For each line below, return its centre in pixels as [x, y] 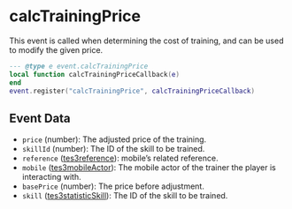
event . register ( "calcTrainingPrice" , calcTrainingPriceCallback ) [132, 91]
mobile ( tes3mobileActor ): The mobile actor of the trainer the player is [149, 168]
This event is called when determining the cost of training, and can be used [146, 41]
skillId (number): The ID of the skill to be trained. [113, 149]
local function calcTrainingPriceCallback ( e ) [94, 74]
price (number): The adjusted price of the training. [114, 139]
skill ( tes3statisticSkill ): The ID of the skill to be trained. [125, 196]
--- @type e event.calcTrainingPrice [79, 66]
